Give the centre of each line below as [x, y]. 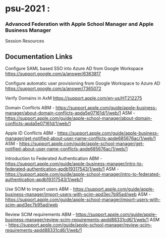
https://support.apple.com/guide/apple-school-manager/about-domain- [79, 118]
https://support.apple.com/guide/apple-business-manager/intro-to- [74, 164]
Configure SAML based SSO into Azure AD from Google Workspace [74, 69]
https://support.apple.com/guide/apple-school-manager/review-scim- [80, 225]
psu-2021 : [28, 9]
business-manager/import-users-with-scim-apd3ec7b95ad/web [71, 194]
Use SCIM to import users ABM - [39, 189]
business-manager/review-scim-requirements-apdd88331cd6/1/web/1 [77, 220]
